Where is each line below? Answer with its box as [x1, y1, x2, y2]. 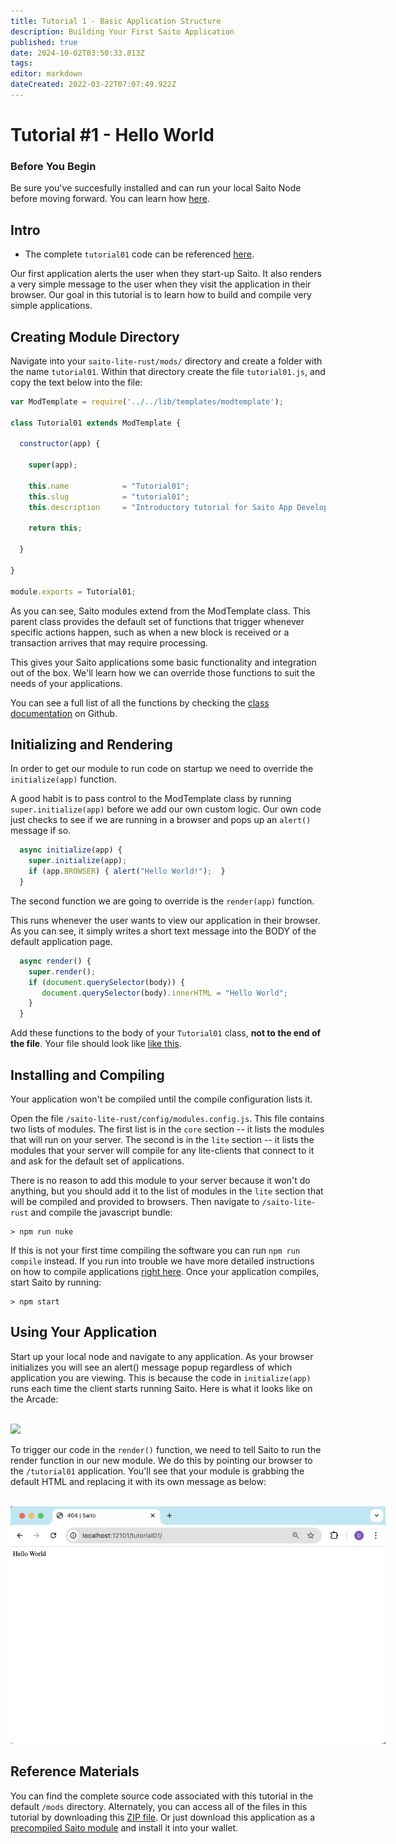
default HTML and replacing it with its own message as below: [10, 1475, 267, 1487]
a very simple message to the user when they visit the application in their [10, 278, 312, 290]
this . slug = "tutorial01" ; [28, 491, 190, 502]
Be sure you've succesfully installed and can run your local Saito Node [10, 182, 302, 194]
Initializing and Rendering [10, 736, 173, 753]
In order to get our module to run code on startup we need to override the [10, 763, 314, 775]
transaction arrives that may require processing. [10, 636, 208, 649]
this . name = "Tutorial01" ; [28, 481, 190, 491]
